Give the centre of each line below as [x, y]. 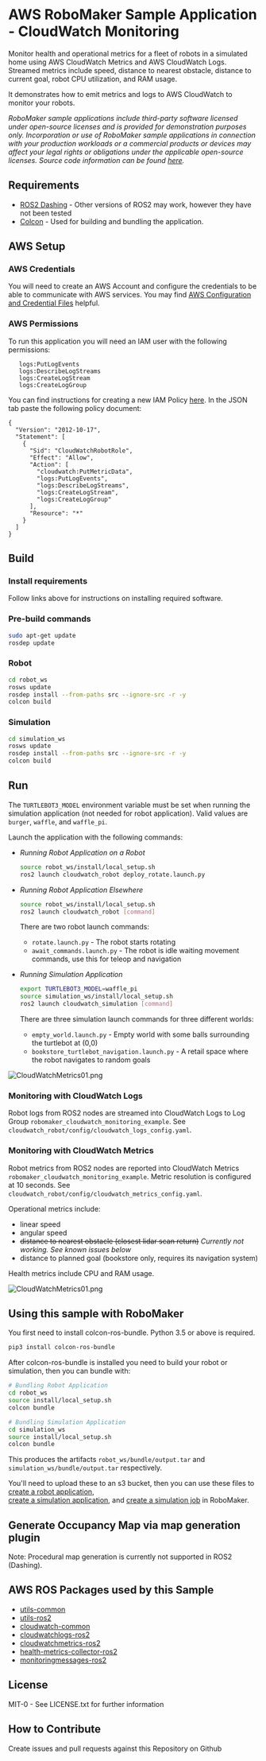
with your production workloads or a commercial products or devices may [130, 143]
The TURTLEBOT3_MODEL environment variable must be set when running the [129, 805]
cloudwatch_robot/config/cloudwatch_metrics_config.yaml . [105, 1193]
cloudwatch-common [55, 1626]
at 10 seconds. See [39, 1185]
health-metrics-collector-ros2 [68, 1651]
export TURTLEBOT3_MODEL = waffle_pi [79, 989]
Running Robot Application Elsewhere [81, 890]
